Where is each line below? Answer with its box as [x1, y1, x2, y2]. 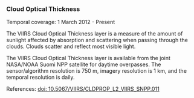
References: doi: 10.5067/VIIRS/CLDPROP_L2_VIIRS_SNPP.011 [6, 85, 160, 93]
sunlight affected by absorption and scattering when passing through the [6, 37, 189, 44]
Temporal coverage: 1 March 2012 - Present [6, 19, 115, 26]
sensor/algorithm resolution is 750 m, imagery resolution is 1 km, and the [6, 67, 187, 75]
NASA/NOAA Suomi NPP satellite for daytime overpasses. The [6, 61, 161, 68]
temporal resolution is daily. [6, 74, 75, 81]
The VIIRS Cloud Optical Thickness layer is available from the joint [6, 55, 170, 62]
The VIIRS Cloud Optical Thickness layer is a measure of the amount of [6, 30, 183, 37]
